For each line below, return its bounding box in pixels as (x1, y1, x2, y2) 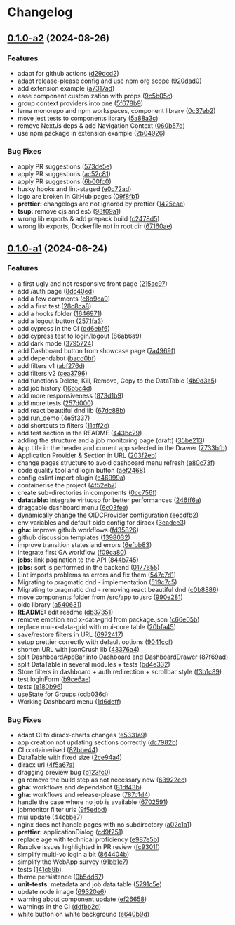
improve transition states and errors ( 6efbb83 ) (17, 540, 152, 549)
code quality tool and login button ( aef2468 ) (17, 466, 146, 474)
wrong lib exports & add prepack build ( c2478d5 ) (17, 215, 160, 223)
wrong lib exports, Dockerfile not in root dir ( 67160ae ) (17, 222, 173, 230)
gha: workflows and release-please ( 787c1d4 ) (17, 791, 151, 799)
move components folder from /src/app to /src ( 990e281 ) (17, 593, 184, 601)
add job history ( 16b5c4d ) (17, 383, 93, 392)
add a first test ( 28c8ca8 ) (17, 301, 92, 310)
